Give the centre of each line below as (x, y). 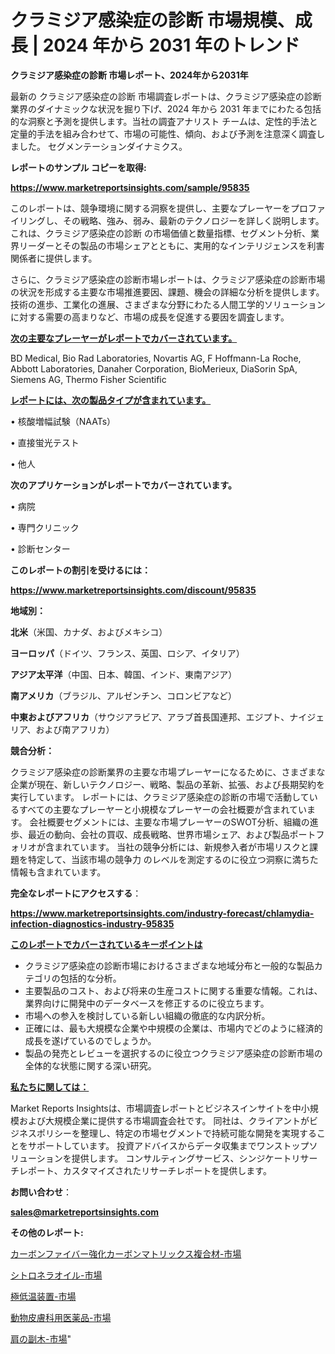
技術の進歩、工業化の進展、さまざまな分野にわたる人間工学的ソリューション (168, 304)
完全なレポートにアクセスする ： (76, 893)
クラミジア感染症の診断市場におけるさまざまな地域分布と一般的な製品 (169, 965)
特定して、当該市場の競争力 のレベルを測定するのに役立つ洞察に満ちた (173, 859)
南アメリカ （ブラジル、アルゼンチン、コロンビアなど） (124, 695)
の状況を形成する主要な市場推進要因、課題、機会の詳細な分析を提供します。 (167, 292)
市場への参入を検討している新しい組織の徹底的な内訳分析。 (147, 1015)
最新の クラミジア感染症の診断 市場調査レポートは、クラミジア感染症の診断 (166, 96)
